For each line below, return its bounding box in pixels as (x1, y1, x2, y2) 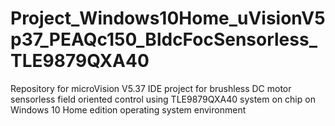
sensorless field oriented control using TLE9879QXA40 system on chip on (10, 93, 316, 105)
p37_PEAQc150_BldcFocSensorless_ (10, 28, 318, 51)
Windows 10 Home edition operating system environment (10, 103, 247, 116)
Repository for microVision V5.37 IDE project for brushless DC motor (10, 82, 292, 94)
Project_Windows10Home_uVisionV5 (10, 7, 326, 30)
